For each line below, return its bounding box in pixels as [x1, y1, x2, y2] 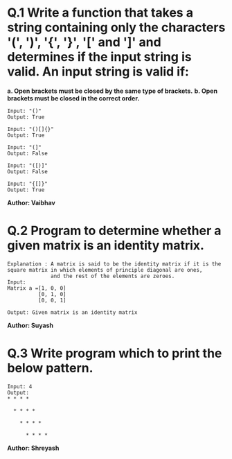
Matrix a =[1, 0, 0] [7, 284, 67, 292]
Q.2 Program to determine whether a [7, 223, 222, 239]
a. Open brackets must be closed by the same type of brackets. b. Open [7, 87, 218, 95]
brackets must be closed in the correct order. [7, 94, 140, 102]
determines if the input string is [7, 49, 192, 65]
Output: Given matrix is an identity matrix [7, 309, 138, 316]
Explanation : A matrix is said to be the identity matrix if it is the [7, 260, 222, 268]
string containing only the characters [7, 19, 226, 35]
